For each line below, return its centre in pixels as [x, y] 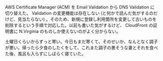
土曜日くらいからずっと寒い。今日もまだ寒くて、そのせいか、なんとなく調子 [81, 42]
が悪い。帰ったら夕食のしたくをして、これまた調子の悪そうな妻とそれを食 [80, 48]
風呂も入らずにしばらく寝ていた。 [52, 54]
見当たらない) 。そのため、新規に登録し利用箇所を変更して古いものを [87, 19]
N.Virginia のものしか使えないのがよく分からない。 [70, 31]
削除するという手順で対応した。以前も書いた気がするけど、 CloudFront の [79, 25]
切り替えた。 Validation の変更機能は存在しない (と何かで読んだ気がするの [79, 13]
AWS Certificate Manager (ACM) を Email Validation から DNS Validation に [80, 7]
